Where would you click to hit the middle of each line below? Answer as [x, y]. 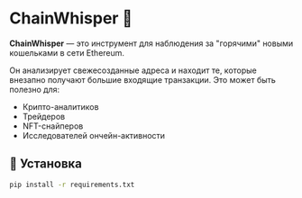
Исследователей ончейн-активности [93, 135]
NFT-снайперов [53, 126]
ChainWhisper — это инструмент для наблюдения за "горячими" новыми [151, 43]
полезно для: [35, 89]
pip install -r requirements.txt [72, 184]
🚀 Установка [46, 164]
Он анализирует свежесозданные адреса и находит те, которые [133, 70]
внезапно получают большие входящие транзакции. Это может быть [143, 79]
